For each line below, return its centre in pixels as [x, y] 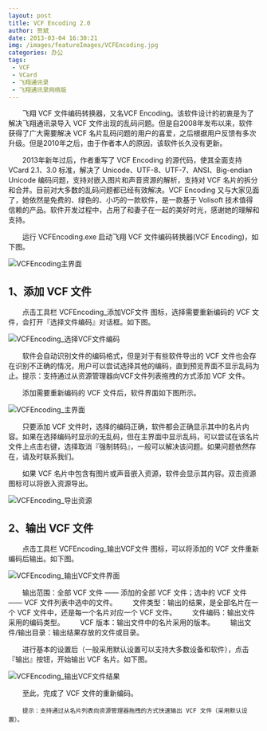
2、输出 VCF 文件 [51, 528]
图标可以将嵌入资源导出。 [50, 484]
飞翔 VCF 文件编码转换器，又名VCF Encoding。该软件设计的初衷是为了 [138, 113]
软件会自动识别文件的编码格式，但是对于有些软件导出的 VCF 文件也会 [135, 356]
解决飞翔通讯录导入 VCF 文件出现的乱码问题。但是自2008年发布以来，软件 [131, 124]
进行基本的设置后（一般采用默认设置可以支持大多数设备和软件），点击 [135, 649]
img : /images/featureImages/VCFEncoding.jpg [83, 45]
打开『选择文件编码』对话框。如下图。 [92, 322]
